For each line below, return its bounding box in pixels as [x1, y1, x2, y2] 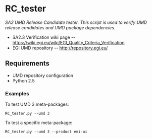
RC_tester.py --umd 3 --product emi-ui [5, 130, 88, 135]
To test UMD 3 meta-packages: [5, 101, 69, 107]
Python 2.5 [12, 77, 35, 83]
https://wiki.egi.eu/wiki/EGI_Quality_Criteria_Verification [12, 39, 125, 45]
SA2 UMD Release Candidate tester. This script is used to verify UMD [5, 19, 147, 25]
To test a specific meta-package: [5, 120, 73, 126]
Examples [5, 90, 30, 97]
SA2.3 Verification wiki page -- [12, 34, 76, 40]
